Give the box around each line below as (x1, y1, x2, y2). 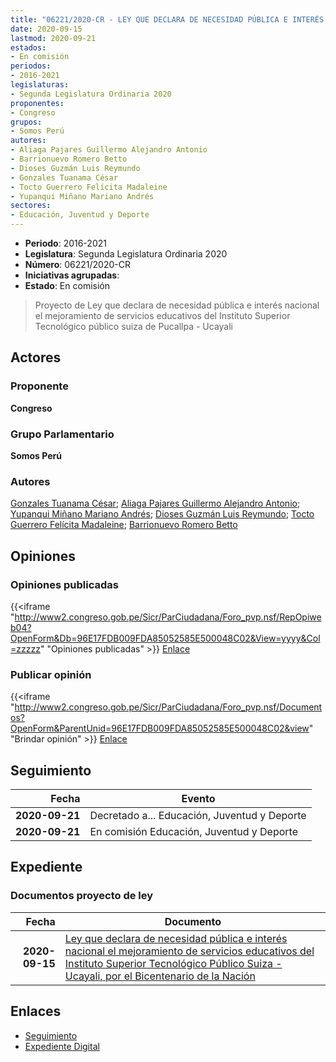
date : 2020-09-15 (10, 24, 83, 34)
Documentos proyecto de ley (10, 889, 154, 903)
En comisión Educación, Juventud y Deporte (89, 825, 298, 839)
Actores (10, 349, 62, 366)
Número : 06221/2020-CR (24, 259, 131, 270)
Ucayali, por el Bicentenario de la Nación (64, 969, 256, 983)
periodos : (10, 61, 52, 71)
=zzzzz (10, 642, 41, 655)
